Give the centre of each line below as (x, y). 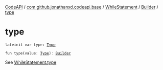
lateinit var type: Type (30, 45)
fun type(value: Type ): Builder (38, 53)
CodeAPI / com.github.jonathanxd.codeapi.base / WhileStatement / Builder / (82, 7)
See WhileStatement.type (31, 62)
